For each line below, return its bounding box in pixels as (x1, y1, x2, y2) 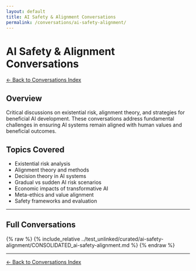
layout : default (6, 8, 45, 15)
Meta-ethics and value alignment (14, 191, 94, 198)
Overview (6, 93, 43, 103)
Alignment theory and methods (14, 166, 89, 173)
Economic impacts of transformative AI (14, 185, 108, 192)
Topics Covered (6, 145, 65, 155)
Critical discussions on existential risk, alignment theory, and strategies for (6, 109, 185, 116)
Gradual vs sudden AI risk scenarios (14, 179, 102, 186)
